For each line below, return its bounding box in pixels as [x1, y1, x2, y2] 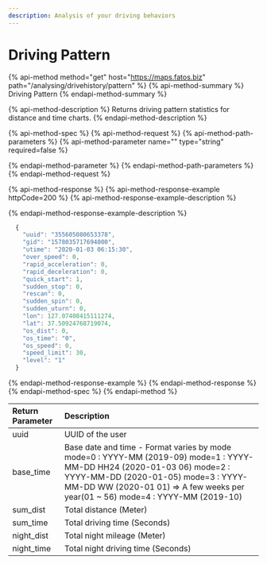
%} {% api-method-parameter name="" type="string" [47, 137, 224, 146]
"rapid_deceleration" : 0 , [22, 268, 109, 276]
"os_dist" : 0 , [22, 326, 69, 334]
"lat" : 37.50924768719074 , [22, 319, 112, 327]
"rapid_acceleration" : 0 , [22, 260, 109, 268]
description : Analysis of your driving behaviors [8, 11, 176, 20]
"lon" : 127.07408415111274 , [22, 312, 115, 320]
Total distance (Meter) [64, 504, 148, 516]
